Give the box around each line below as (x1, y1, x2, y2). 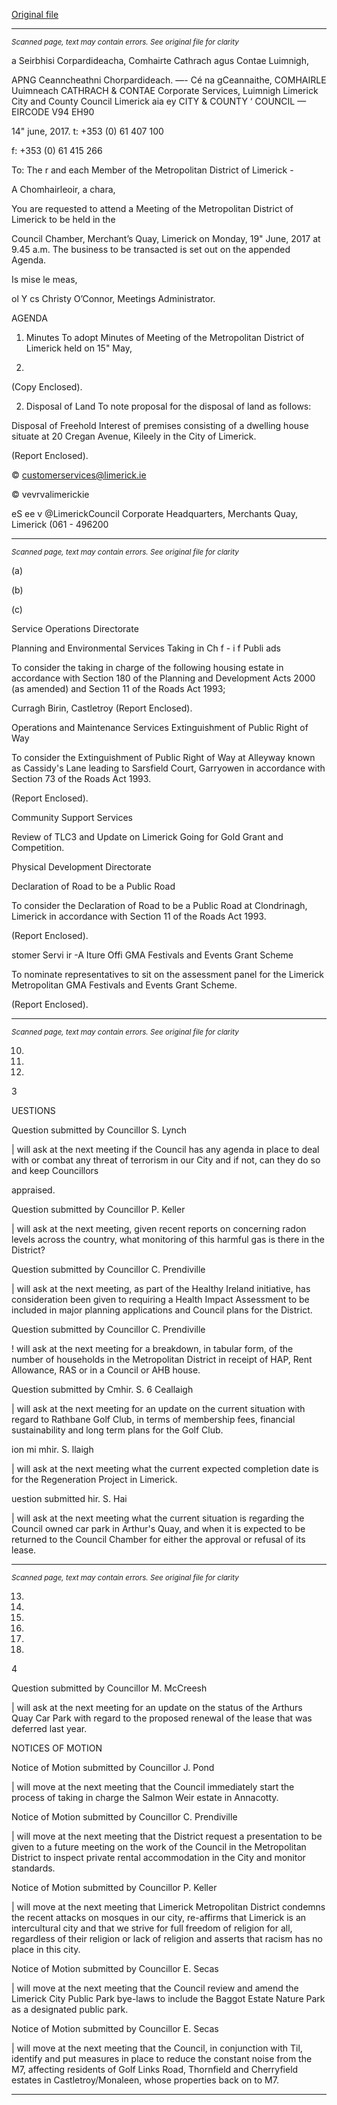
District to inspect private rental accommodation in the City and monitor (11, 1852, 306, 1863)
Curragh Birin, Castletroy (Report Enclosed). (11, 702, 193, 714)
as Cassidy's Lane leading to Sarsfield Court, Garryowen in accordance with (11, 762, 326, 774)
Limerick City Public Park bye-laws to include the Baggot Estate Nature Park (11, 1993, 326, 2004)
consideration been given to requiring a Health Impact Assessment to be (11, 1294, 310, 1305)
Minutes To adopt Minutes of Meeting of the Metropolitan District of (25, 332, 305, 343)
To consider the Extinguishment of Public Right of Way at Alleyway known (11, 752, 316, 763)
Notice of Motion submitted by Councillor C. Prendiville (11, 1811, 238, 1823)
